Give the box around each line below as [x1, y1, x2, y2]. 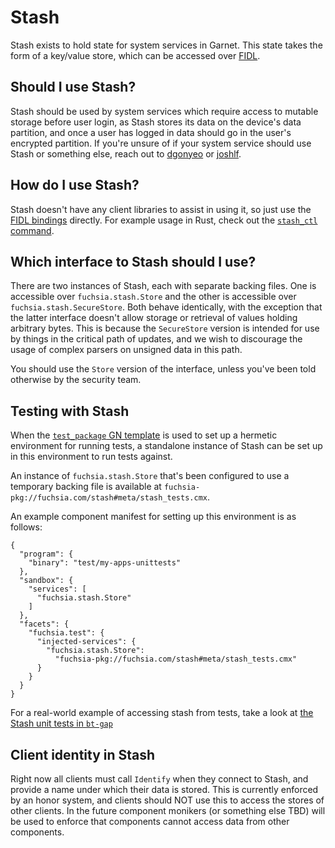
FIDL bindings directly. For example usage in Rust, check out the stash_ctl [10, 214, 318, 226]
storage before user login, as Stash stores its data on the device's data [10, 116, 302, 128]
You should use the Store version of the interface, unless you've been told [10, 363, 317, 375]
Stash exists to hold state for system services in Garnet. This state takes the [10, 39, 323, 51]
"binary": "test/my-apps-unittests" [28, 558, 182, 568]
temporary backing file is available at [10, 481, 162, 493]
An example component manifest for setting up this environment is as [10, 511, 297, 523]
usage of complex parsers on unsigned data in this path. [10, 344, 243, 356]
